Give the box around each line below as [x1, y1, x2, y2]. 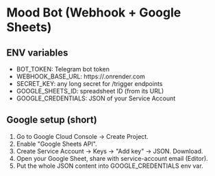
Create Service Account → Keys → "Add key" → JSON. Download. [16, 146, 203, 155]
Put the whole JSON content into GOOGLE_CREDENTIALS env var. [16, 162, 203, 170]
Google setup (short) [6, 114, 97, 126]
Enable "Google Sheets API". [16, 140, 97, 148]
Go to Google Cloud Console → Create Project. [16, 132, 149, 140]
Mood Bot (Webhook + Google [6, 5, 181, 21]
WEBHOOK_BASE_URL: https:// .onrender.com [16, 72, 145, 80]
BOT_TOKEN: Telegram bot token [16, 65, 110, 73]
